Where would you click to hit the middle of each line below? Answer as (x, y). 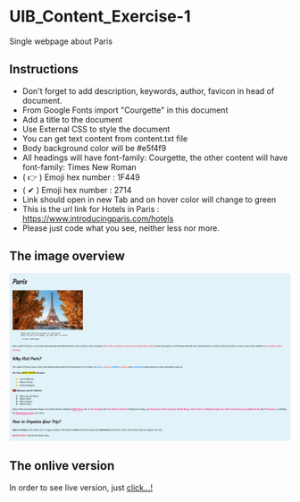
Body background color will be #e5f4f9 (94, 148)
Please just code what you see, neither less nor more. (121, 228)
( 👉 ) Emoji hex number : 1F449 (81, 177)
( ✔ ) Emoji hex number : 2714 (77, 190)
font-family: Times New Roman (79, 166)
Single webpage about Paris (61, 41)
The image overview (67, 256)
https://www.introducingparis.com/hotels (98, 218)
